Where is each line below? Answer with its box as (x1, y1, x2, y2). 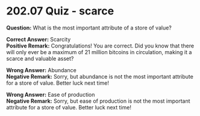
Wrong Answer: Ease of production (6, 91, 95, 98)
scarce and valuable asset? (6, 55, 74, 62)
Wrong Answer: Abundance (6, 66, 77, 73)
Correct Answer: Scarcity (6, 35, 71, 43)
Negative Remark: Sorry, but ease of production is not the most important (6, 97, 191, 105)
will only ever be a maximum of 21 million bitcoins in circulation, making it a (6, 48, 192, 55)
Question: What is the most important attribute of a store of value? (6, 24, 172, 31)
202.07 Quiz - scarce (6, 4, 114, 18)
